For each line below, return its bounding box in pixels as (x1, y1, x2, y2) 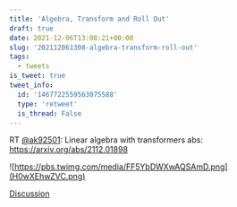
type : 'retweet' (17, 99, 78, 108)
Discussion (9, 188, 50, 199)
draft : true (9, 23, 54, 33)
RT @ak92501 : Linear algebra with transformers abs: (9, 134, 204, 145)
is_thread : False (17, 108, 82, 118)
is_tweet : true (9, 72, 66, 81)
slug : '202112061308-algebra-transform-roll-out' (9, 43, 199, 52)
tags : (9, 52, 30, 62)
